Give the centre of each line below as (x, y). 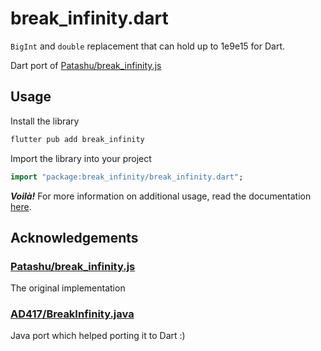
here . (21, 206)
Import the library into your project (81, 158)
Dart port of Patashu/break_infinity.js (86, 65)
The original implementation (68, 288)
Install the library (45, 121)
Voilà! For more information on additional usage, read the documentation (161, 196)
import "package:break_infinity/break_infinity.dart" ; (127, 177)
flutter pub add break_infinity (77, 139)
